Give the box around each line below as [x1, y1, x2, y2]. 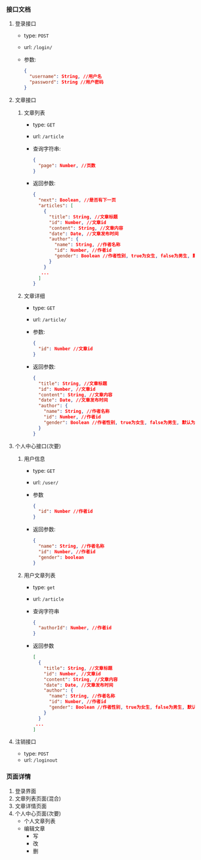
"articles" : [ [38, 203, 74, 209]
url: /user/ [32, 478, 59, 486]
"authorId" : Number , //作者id [38, 625, 112, 631]
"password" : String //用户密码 [29, 79, 103, 85]
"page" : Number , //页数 [38, 162, 96, 168]
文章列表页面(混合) [14, 795, 62, 802]
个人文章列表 [23, 817, 56, 825]
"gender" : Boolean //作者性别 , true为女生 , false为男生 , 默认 [44, 420, 191, 426]
